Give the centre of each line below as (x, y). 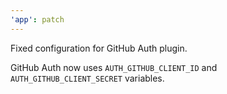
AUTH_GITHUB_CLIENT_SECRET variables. (87, 78)
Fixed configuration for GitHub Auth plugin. (99, 48)
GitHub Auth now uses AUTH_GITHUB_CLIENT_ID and (114, 67)
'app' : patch (37, 19)
